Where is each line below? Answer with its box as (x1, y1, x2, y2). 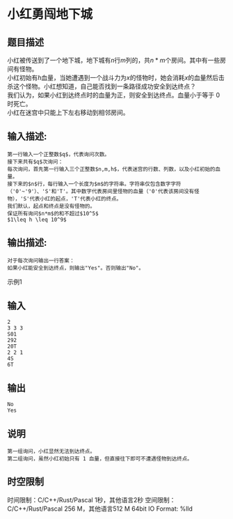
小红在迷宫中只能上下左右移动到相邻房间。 (7, 109, 129, 116)
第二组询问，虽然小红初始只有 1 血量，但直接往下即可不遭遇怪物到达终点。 (7, 456, 193, 463)
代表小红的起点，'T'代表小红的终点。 (29, 195, 122, 202)
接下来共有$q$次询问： (7, 158, 64, 165)
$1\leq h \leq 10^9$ (7, 216, 67, 223)
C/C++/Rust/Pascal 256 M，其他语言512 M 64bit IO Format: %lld (7, 504, 193, 513)
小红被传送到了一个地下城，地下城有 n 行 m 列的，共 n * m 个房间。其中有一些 (7, 56, 220, 64)
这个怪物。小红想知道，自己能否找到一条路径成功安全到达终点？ (13, 82, 196, 91)
